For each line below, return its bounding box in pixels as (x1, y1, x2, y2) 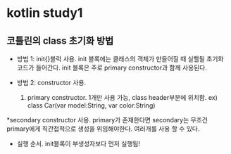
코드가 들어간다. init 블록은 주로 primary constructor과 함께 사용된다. (16, 63, 207, 72)
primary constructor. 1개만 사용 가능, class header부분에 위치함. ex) (27, 94, 218, 101)
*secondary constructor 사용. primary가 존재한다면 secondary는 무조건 (6, 116, 208, 124)
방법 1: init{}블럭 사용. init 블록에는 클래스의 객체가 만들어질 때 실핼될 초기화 (16, 55, 224, 63)
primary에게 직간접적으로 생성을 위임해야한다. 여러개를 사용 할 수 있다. (6, 124, 200, 133)
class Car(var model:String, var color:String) (27, 101, 156, 110)
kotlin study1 (6, 5, 83, 21)
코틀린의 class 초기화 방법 (6, 34, 114, 46)
